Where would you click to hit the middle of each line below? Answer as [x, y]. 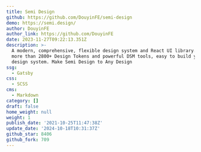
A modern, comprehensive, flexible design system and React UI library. [104, 51]
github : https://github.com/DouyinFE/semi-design [69, 17]
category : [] [22, 101]
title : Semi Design [31, 12]
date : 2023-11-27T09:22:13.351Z [46, 39]
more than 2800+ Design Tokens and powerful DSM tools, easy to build [101, 56]
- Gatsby [22, 73]
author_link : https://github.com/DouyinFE [60, 34]
